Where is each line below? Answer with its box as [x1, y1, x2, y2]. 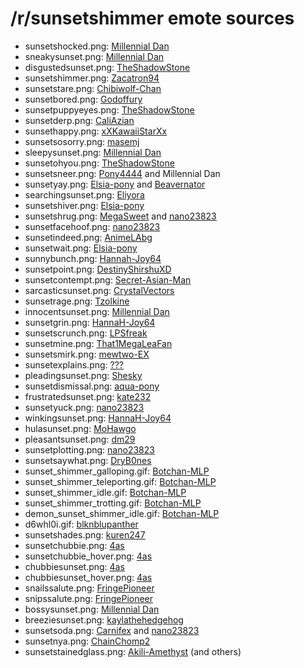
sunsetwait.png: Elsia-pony [24, 242, 138, 254]
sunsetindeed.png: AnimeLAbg [24, 231, 153, 243]
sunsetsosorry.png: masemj [24, 135, 140, 147]
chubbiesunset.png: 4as [24, 560, 125, 572]
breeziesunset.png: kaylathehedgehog [24, 613, 184, 626]
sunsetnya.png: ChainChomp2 [24, 635, 151, 647]
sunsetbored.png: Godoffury [24, 93, 143, 105]
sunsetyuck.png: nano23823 [24, 401, 145, 413]
